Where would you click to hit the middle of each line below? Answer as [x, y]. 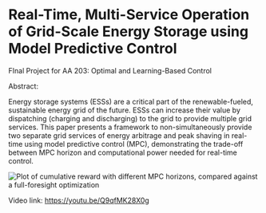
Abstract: [23, 86]
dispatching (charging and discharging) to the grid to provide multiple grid [130, 118]
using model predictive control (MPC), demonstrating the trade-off [134, 144]
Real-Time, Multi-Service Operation [129, 15]
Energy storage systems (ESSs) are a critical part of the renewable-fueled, [131, 101]
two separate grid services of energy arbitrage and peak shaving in [119, 135]
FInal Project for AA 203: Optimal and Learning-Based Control [110, 70]
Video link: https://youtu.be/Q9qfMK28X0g [79, 200]
